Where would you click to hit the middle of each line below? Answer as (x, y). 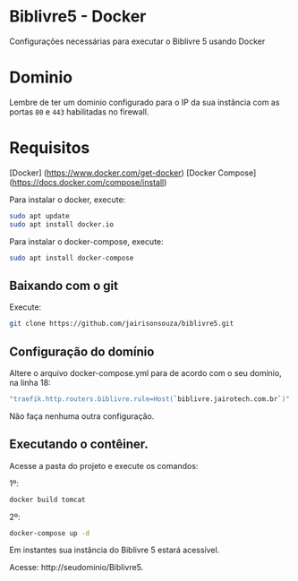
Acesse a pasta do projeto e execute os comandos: (104, 466)
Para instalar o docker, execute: (68, 200)
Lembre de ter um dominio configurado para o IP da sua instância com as (145, 102)
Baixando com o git (64, 285)
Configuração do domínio (82, 351)
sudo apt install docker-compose (72, 258)
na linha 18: (30, 382)
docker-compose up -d (50, 533)
